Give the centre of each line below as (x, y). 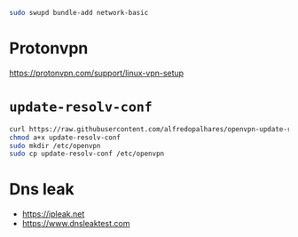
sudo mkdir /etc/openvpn (55, 146)
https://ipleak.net (53, 214)
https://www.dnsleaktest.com (76, 224)
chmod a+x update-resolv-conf (65, 138)
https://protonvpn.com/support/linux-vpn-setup (97, 73)
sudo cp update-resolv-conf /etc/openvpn (87, 154)
